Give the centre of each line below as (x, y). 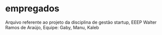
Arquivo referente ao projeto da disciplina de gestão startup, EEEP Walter (81, 22)
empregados (32, 9)
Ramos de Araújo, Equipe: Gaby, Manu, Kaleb (52, 27)
